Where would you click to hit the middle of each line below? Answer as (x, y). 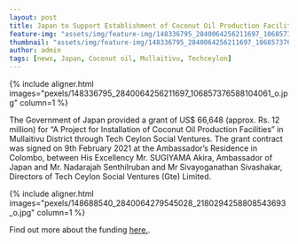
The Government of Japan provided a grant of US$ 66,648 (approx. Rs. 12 (145, 120)
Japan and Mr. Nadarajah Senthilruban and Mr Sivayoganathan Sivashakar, (146, 167)
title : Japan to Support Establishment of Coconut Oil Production (134, 26)
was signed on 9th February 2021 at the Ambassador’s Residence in (133, 148)
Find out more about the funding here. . (80, 230)
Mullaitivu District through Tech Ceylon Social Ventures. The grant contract (146, 139)
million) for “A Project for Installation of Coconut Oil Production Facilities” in (146, 129)
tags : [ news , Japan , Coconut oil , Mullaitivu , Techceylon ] (121, 59)
